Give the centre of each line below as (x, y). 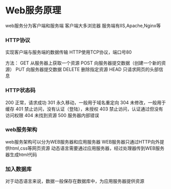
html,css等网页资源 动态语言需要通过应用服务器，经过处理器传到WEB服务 (87, 148)
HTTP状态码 (20, 90)
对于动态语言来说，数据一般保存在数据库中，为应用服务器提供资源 (75, 181)
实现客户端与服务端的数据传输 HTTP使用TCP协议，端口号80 (69, 52)
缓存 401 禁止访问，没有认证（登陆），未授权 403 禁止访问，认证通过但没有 (84, 109)
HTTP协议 (18, 40)
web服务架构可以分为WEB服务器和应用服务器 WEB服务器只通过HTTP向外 (83, 141)
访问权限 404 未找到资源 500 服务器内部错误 (52, 115)
